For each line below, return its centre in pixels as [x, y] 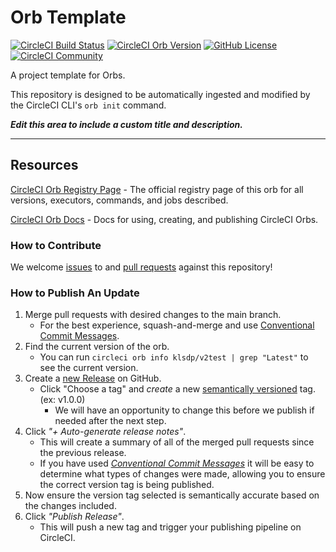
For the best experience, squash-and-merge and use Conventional [177, 325]
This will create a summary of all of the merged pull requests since [177, 442]
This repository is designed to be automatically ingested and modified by [160, 94]
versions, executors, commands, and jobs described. [119, 200]
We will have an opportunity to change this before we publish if [184, 410]
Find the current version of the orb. [97, 347]
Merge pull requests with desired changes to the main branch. [153, 315]
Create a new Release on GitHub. [93, 378]
